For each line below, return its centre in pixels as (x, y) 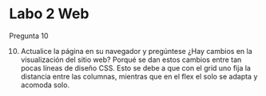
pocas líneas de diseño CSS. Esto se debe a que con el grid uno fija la (135, 67)
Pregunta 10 (29, 36)
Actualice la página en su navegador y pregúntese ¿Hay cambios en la (136, 51)
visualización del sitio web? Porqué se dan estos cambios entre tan (131, 60)
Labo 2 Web (49, 14)
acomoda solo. (45, 85)
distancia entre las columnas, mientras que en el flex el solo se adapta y (139, 76)
